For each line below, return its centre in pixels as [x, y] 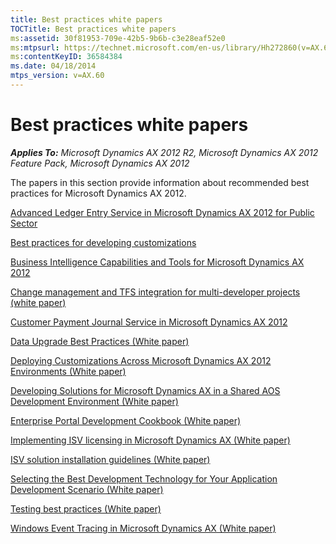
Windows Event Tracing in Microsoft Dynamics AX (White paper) [143, 528]
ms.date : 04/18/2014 [53, 66]
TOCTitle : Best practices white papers [93, 29]
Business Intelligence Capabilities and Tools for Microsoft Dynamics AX [157, 262]
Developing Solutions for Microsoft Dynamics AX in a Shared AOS [145, 390]
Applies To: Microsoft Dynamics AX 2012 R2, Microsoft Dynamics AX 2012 [164, 152]
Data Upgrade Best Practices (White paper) [100, 341]
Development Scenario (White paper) [87, 489]
